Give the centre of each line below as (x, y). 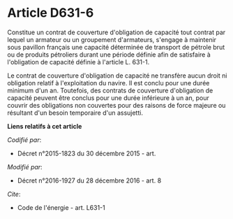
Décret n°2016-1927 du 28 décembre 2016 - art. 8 (89, 181)
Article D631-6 (51, 13)
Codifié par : (24, 140)
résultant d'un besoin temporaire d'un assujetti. (75, 113)
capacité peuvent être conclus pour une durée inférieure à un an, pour (108, 98)
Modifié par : (25, 167)
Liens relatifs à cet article (45, 126)
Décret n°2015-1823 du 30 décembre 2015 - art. (87, 153)
